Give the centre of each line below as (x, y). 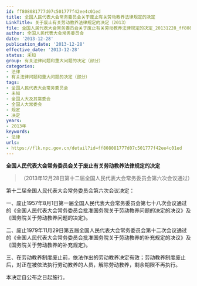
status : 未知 (21, 55)
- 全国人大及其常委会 (28, 99)
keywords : (18, 132)
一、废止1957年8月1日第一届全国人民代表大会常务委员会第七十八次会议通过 (96, 203)
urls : (13, 142)
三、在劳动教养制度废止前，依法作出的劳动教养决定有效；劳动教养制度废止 (96, 257)
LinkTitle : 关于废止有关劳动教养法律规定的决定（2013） (67, 22)
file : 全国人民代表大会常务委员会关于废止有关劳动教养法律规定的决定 (79, 28)
